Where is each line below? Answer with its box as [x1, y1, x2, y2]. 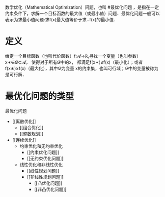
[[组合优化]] [19, 124, 44, 130]
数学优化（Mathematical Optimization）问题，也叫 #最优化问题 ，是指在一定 [5, 4, 159, 10]
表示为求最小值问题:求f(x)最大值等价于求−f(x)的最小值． [5, 17, 118, 22]
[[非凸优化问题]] [34, 186, 67, 192]
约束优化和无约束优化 [19, 143, 63, 149]
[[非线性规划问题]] [27, 174, 64, 180]
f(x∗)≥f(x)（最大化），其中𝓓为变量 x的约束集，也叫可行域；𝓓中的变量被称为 [5, 65, 159, 71]
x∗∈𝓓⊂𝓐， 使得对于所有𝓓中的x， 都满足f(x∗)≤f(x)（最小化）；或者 [5, 59, 143, 65]
